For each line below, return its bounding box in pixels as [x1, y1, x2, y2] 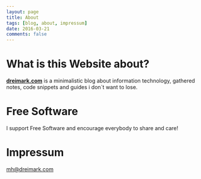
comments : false [6, 31, 47, 37]
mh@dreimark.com [6, 165, 54, 172]
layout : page [6, 8, 39, 15]
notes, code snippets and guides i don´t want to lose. [6, 84, 138, 91]
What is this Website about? [6, 57, 150, 71]
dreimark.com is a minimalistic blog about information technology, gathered [6, 77, 196, 84]
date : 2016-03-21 [6, 25, 50, 32]
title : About [6, 14, 39, 20]
